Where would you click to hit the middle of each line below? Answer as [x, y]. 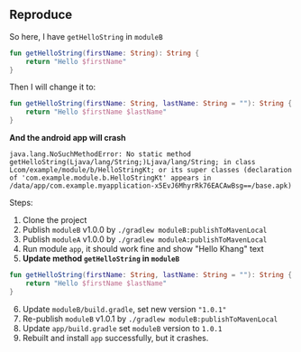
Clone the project [55, 220]
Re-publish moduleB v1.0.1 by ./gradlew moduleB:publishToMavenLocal [150, 319]
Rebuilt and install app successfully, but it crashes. [115, 338]
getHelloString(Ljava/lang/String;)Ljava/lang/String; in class [132, 162]
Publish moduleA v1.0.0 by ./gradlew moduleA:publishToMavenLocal [145, 239]
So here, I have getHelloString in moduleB [87, 36]
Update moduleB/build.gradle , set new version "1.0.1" [124, 309]
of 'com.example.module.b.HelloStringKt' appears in [110, 178]
